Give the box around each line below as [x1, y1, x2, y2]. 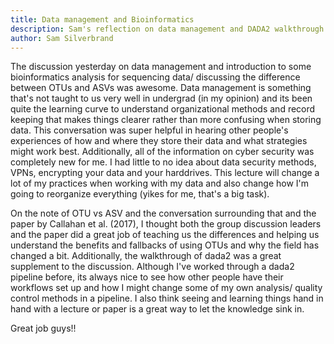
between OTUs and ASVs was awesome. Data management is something [10, 82, 312, 94]
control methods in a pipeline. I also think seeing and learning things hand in [10, 292, 324, 305]
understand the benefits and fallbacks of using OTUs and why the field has [10, 239, 320, 251]
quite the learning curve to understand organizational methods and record [10, 103, 316, 115]
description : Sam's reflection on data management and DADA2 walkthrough [10, 24, 325, 34]
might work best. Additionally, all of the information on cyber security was [10, 146, 315, 158]
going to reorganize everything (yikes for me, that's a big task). [10, 188, 270, 200]
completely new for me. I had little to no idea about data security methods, [10, 156, 317, 168]
